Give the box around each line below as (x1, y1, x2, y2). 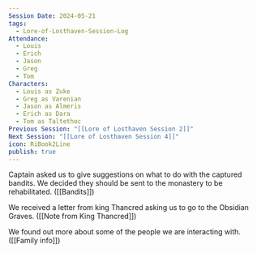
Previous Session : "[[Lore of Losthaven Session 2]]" (8, 125, 195, 133)
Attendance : (8, 34, 49, 43)
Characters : (8, 79, 49, 88)
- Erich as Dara (15, 110, 71, 118)
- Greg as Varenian (15, 95, 82, 103)
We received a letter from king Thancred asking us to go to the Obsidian (8, 203, 250, 212)
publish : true (8, 148, 57, 156)
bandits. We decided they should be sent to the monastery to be (8, 178, 223, 188)
